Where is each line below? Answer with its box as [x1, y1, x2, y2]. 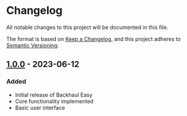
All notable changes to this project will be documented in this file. [6, 24, 169, 31]
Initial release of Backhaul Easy [14, 91, 93, 98]
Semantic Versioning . [6, 42, 59, 49]
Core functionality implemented [14, 97, 93, 105]
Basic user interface [14, 104, 65, 111]
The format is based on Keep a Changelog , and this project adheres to [6, 35, 181, 42]
